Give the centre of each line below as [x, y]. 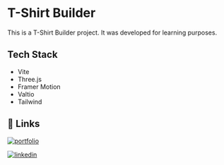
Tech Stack [33, 55]
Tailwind [30, 102]
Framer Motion [39, 87]
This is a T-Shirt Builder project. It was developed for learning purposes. [112, 32]
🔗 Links [24, 124]
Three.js [30, 79]
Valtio [26, 94]
